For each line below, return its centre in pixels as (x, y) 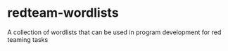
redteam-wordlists (63, 13)
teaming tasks (28, 39)
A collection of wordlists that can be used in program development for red (114, 32)
